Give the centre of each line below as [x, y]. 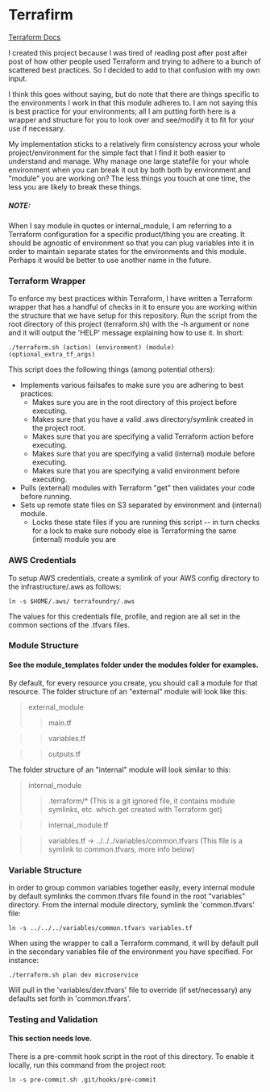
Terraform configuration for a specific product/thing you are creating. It [127, 234]
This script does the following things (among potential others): [112, 369]
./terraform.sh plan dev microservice [73, 975]
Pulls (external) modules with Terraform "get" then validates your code [137, 488]
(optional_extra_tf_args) [52, 355]
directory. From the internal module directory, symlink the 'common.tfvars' [132, 904]
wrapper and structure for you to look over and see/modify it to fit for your [132, 119]
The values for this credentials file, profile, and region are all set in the [124, 616]
